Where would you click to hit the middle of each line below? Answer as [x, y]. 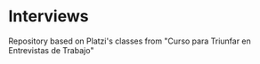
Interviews [49, 16]
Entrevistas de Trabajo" [51, 50]
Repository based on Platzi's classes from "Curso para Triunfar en [130, 41]
